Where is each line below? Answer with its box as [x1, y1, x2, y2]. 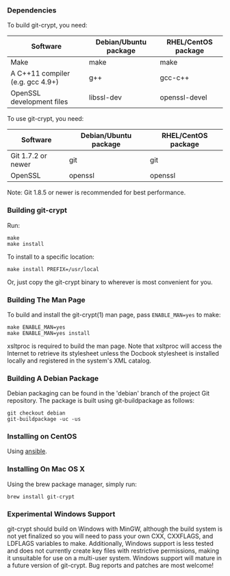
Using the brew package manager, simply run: [7, 480, 137, 488]
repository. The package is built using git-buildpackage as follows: [7, 397, 195, 405]
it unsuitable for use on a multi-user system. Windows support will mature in [7, 554, 222, 562]
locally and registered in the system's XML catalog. [7, 356, 152, 365]
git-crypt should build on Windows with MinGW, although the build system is [7, 525, 223, 533]
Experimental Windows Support [7, 509, 116, 518]
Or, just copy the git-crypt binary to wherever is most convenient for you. [7, 277, 214, 286]
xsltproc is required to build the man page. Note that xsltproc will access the [7, 342, 222, 350]
